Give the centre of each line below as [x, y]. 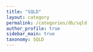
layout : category [28, 17]
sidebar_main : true [31, 34]
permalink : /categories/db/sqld [46, 23]
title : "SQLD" [24, 12]
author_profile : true [33, 28]
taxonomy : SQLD [25, 39]
